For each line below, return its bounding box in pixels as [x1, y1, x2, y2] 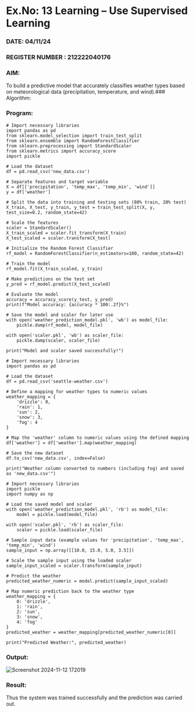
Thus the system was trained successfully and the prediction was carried [6, 694, 183, 701]
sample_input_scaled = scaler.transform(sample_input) [6, 563, 142, 569]
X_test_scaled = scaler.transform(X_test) [6, 235, 111, 241]
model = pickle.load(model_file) [16, 511, 98, 517]
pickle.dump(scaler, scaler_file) [16, 338, 100, 343]
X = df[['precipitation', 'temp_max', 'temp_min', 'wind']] [6, 184, 156, 190]
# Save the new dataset [6, 450, 64, 456]
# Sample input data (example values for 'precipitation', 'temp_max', [6, 537, 184, 543]
